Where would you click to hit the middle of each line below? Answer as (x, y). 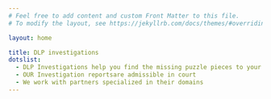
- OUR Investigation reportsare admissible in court (106, 75)
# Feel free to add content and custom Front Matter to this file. (124, 16)
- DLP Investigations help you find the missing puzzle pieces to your (139, 68)
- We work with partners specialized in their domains (110, 82)
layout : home (30, 38)
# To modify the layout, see (57, 23)
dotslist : (25, 60)
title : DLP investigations (54, 52)
